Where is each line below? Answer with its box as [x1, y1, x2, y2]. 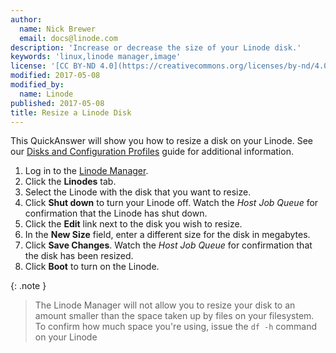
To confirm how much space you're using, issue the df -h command [34, 321, 317, 333]
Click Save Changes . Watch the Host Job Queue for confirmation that [24, 239, 313, 251]
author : [10, 14, 43, 25]
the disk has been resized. [24, 250, 134, 262]
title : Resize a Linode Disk [10, 107, 132, 118]
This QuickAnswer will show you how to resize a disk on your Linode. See [10, 135, 313, 147]
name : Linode [19, 89, 74, 99]
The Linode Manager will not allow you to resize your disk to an [34, 299, 296, 311]
